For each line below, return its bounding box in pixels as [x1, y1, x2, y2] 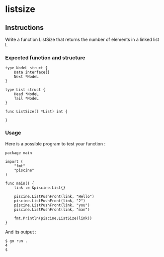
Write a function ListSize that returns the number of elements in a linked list [5, 36, 160, 42]
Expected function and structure [5, 54, 85, 61]
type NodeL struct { [5, 66, 48, 71]
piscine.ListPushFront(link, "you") [14, 203, 90, 208]
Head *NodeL [14, 92, 39, 97]
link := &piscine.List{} [14, 185, 66, 190]
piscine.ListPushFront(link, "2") [14, 198, 85, 203]
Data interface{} [14, 70, 50, 75]
